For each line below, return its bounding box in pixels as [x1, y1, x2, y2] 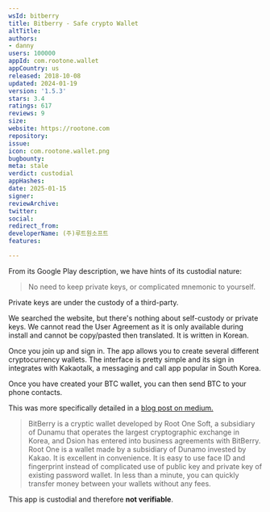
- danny [8, 42, 35, 50]
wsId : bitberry [8, 11, 60, 20]
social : [8, 215, 35, 223]
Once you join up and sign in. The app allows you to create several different [8, 346, 260, 355]
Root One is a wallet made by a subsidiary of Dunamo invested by [27, 444, 247, 454]
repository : [8, 132, 48, 140]
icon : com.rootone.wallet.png [8, 147, 110, 155]
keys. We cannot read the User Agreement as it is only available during [8, 321, 244, 331]
